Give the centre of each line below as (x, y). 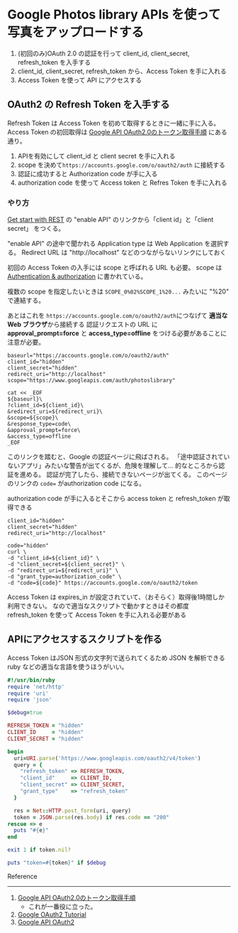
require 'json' (30, 700)
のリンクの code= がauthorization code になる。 (76, 483)
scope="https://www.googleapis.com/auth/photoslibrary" (91, 381)
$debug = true (25, 713)
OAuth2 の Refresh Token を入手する (89, 105)
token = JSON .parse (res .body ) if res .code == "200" (92, 817)
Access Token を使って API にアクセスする (80, 80)
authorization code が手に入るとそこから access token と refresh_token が (116, 499)
